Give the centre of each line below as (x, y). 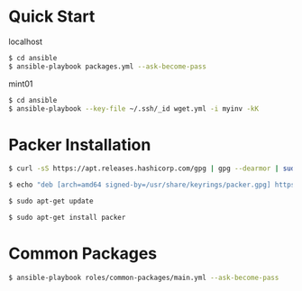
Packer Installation (80, 145)
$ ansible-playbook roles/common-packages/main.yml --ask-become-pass (144, 277)
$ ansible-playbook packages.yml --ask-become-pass (107, 66)
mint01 (21, 84)
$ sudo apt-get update (51, 201)
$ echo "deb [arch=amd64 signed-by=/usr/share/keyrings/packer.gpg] (140, 185)
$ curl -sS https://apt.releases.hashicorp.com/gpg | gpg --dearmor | (144, 168)
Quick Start (52, 17)
